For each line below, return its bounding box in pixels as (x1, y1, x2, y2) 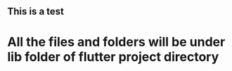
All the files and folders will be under (7, 34, 226, 50)
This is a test (7, 6, 65, 18)
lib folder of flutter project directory (7, 49, 219, 65)
